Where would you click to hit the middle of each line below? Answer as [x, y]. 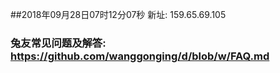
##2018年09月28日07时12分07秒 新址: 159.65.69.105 [118, 14]
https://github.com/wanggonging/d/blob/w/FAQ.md [140, 56]
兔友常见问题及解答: [58, 43]
